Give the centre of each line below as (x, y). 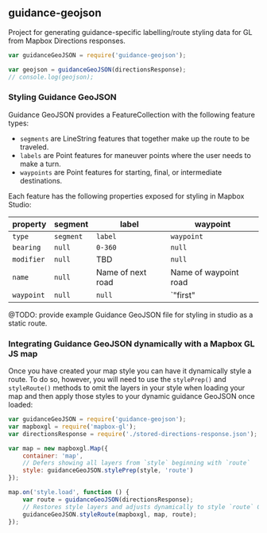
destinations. (41, 180)
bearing (27, 247)
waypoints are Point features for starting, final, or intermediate (121, 172)
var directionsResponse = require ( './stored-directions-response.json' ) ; (133, 434)
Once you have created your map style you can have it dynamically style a (130, 371)
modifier (29, 259)
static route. (28, 323)
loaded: (21, 405)
